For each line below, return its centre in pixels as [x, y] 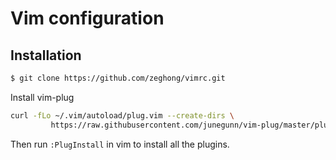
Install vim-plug [42, 97]
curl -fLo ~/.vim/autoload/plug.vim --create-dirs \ [122, 115]
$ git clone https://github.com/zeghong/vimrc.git [118, 78]
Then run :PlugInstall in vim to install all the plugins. [120, 144]
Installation [46, 55]
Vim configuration [87, 18]
